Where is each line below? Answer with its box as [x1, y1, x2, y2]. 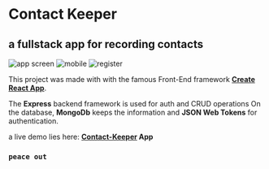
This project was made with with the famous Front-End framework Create [8, 75, 256, 84]
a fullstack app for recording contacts [8, 37, 204, 51]
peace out [8, 152, 47, 161]
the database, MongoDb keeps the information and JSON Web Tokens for [8, 107, 258, 117]
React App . [8, 83, 47, 93]
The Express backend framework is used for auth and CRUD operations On [8, 99, 262, 108]
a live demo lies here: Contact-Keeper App [8, 132, 154, 141]
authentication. [8, 116, 59, 126]
